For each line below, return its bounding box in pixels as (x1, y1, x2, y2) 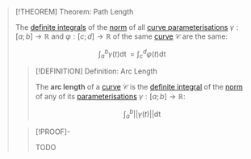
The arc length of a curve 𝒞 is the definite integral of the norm (35, 82, 243, 92)
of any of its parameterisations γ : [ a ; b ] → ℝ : (35, 92, 186, 102)
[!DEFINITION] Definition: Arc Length (35, 66, 158, 76)
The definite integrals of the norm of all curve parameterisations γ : (15, 23, 239, 31)
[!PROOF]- (35, 127, 70, 136)
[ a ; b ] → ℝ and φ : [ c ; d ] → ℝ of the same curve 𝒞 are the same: (15, 31, 228, 41)
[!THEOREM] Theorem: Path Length (15, 7, 134, 16)
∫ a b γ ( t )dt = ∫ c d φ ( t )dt (98, 48, 166, 61)
